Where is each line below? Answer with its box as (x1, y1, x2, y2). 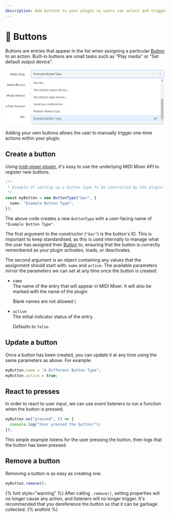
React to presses (5, 387, 60, 396)
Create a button (5, 150, 56, 159)
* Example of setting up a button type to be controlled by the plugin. (7, 185, 165, 190)
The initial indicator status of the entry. (12, 314, 94, 320)
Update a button (5, 338, 58, 347)
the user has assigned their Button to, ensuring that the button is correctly (5, 241, 160, 247)
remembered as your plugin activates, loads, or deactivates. (5, 247, 131, 253)
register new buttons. (5, 169, 50, 175)
